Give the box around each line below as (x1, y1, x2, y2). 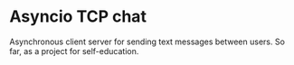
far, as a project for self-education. (9, 45, 139, 56)
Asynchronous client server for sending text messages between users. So (9, 36, 285, 47)
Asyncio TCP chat (9, 6, 147, 27)
